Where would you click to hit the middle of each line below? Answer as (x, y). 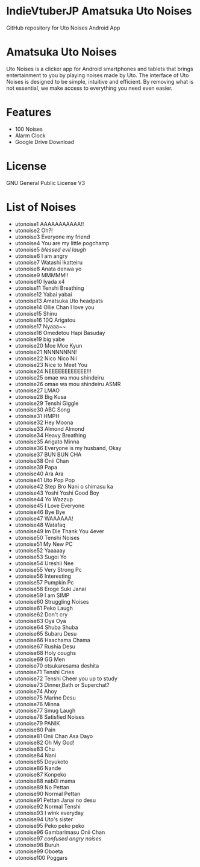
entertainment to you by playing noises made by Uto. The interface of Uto (98, 75)
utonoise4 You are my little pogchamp (62, 243)
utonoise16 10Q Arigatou (45, 320)
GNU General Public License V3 (46, 183)
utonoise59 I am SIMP (42, 595)
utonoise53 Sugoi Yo (41, 557)
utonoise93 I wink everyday (49, 813)
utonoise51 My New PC (44, 544)
